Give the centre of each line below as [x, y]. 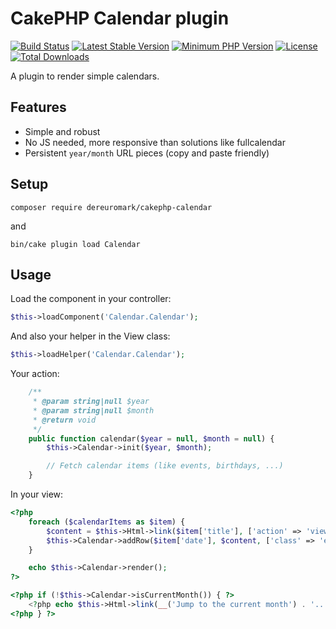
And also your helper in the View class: [90, 336]
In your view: [37, 494]
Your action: [35, 374]
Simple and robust [62, 131]
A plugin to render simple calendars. [85, 76]
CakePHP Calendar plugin [120, 18]
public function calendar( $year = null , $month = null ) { [151, 438]
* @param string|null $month [93, 410]
